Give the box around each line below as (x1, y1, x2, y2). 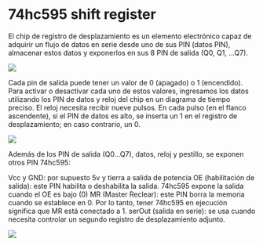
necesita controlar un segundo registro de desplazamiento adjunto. (8, 214, 225, 224)
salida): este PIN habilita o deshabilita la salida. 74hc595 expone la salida (8, 181, 244, 190)
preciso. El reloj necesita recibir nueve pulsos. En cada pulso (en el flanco (8, 103, 247, 112)
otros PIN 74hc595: (8, 157, 71, 167)
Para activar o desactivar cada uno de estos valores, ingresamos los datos (8, 86, 249, 96)
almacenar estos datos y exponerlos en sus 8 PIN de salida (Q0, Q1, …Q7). (8, 48, 249, 57)
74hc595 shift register (8, 5, 157, 24)
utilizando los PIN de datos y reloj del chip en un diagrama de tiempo (8, 94, 231, 103)
